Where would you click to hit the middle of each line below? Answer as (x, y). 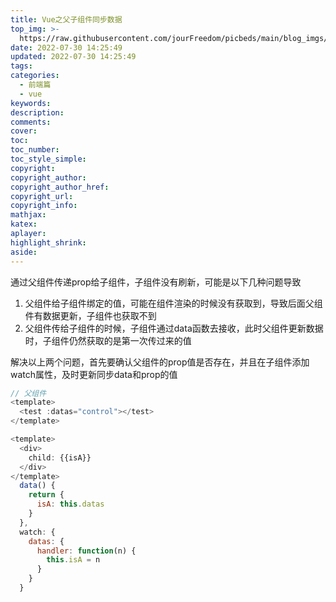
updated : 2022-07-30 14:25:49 (73, 57)
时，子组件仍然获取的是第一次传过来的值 (108, 340)
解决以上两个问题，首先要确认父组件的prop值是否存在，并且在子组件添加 (160, 362)
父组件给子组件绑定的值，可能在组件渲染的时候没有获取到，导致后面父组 (173, 303)
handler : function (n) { (86, 551)
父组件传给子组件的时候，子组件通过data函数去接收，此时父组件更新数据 (174, 328)
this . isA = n (73, 560)
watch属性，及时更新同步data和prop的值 (94, 374)
